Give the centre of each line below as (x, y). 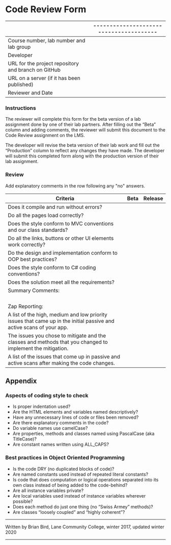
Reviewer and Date (30, 93)
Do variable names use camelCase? (50, 428)
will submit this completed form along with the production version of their (82, 156)
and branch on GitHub (34, 70)
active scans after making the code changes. (62, 363)
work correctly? (27, 244)
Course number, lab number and (47, 40)
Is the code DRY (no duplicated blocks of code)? (63, 469)
